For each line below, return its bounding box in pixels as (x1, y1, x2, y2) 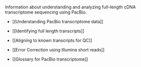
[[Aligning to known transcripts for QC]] (12, 37, 93, 43)
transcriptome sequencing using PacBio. (5, 9, 87, 15)
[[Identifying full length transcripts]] (12, 28, 85, 33)
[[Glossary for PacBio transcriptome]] (12, 56, 88, 62)
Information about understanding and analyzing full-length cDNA (5, 4, 136, 10)
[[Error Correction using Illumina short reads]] (12, 47, 105, 52)
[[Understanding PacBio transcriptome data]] (12, 19, 104, 24)
